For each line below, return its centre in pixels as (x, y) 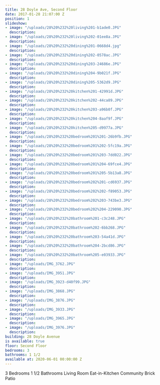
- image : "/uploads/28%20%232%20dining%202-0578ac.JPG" (63, 55)
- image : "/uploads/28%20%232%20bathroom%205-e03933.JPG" (65, 255)
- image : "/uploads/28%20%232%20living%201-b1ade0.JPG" (63, 28)
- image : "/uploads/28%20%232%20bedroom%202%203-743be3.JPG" (69, 200)
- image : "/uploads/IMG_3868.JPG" (40, 291)
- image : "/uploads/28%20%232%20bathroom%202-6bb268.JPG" (65, 228)
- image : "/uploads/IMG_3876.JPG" (40, 300)
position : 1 (17, 19)
